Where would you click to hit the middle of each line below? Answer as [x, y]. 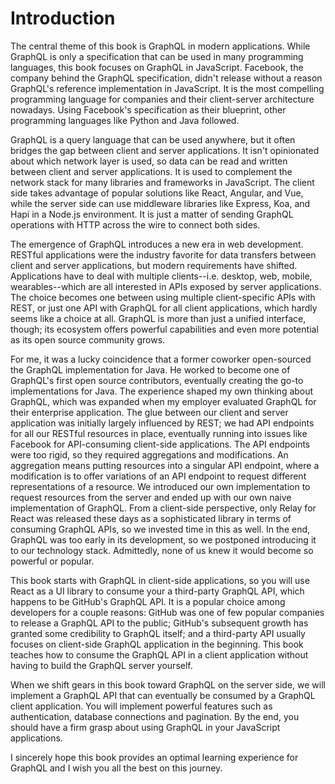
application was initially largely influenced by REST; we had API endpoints [162, 423]
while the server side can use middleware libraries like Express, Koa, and [160, 203]
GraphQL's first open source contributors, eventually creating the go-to [157, 380]
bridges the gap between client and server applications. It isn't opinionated [165, 150]
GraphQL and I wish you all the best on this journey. [116, 768]
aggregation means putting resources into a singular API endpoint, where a [165, 465]
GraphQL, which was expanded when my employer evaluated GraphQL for [163, 401]
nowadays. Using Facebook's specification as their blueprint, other [148, 109]
